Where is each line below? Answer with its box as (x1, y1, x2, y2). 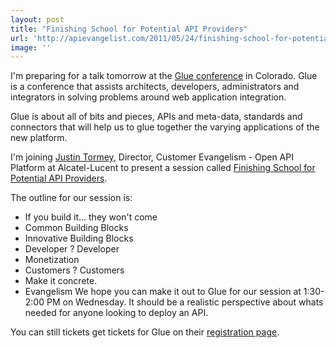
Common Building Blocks (24, 222, 129, 234)
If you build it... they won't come (24, 211, 158, 223)
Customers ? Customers (24, 264, 125, 276)
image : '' (10, 42, 52, 53)
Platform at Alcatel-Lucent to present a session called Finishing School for (10, 162, 316, 174)
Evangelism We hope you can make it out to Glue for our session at (24, 286, 302, 298)
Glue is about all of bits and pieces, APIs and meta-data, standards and (10, 111, 303, 123)
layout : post (10, 14, 65, 25)
